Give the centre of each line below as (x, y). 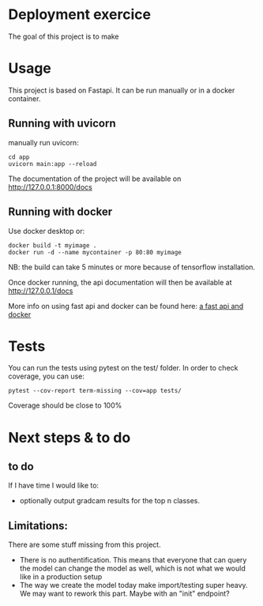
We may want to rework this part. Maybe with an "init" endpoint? (125, 593)
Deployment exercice (80, 15)
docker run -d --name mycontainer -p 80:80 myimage (95, 252)
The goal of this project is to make (64, 36)
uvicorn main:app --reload (53, 164)
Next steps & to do (70, 437)
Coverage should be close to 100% (65, 405)
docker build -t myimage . (53, 245)
